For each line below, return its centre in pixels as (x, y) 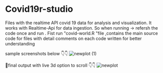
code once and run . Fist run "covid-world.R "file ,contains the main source (81, 33)
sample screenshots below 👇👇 (37, 53)
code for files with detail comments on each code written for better (74, 38)
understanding (20, 43)
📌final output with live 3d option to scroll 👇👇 (50, 65)
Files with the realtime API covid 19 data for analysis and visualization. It (79, 23)
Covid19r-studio (39, 9)
